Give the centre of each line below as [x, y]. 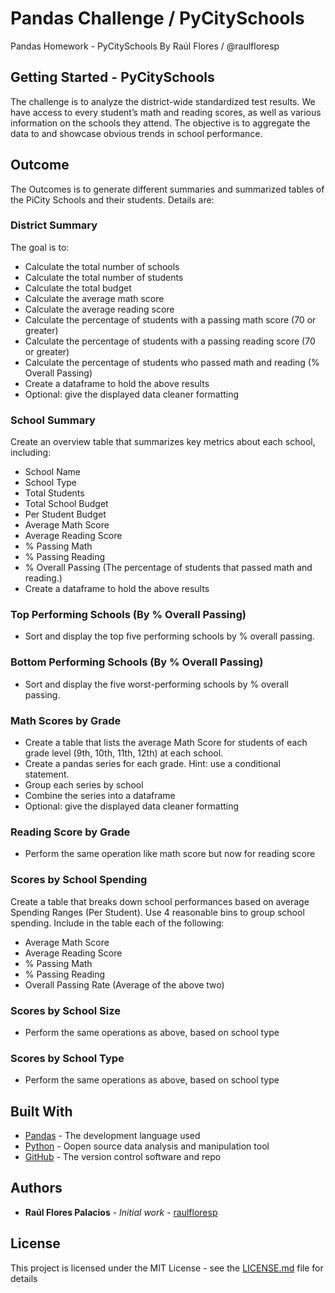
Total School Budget [66, 504]
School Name [53, 472]
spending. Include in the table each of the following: [117, 923]
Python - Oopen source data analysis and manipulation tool [147, 1146]
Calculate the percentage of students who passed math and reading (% [172, 362]
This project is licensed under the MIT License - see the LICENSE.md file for [167, 1268]
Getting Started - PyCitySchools [112, 77]
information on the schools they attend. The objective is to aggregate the [160, 123]
